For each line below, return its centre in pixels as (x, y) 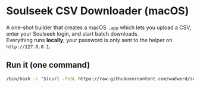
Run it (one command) (48, 65)
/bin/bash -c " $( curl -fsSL (41, 78)
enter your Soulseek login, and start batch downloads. (73, 33)
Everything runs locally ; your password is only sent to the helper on (89, 40)
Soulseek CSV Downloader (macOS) (98, 11)
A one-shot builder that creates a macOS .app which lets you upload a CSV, (99, 27)
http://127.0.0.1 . (28, 46)
